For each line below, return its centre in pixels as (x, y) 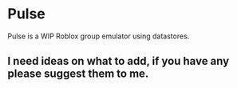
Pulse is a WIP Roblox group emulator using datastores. (99, 36)
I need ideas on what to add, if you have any (118, 61)
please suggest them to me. (78, 74)
